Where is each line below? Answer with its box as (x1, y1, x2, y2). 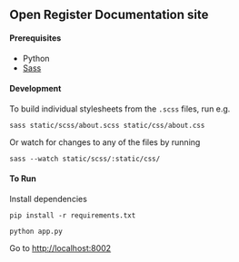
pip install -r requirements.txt (9, 211, 136, 220)
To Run (9, 173, 36, 184)
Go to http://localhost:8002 (9, 243, 112, 253)
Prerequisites (9, 32, 62, 44)
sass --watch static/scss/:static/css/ (9, 154, 161, 163)
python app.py (9, 227, 64, 236)
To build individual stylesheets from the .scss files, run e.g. (9, 103, 231, 114)
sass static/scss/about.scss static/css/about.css (9, 121, 205, 130)
